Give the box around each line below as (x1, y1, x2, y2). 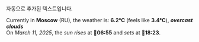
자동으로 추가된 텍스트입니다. (6, 5, 73, 12)
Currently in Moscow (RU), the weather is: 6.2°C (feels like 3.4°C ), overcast (6, 17, 193, 23)
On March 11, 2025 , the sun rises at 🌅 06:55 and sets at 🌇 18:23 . (6, 29, 161, 36)
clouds (6, 23, 24, 30)
